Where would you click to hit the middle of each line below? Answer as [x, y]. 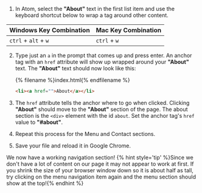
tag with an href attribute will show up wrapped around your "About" [102, 62]
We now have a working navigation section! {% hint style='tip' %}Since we [100, 157]
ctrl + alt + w [29, 40]
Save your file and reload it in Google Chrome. [73, 146]
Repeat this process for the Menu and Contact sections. [85, 134]
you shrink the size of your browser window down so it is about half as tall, [100, 170]
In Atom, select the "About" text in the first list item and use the [95, 9]
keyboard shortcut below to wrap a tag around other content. [92, 15]
